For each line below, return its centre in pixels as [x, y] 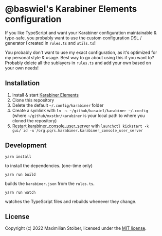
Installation [22, 83]
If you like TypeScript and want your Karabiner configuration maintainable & [81, 33]
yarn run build [20, 174]
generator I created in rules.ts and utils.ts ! [50, 43]
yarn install [18, 156]
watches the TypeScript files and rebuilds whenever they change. [71, 201]
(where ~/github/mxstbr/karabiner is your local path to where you [78, 116]
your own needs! [22, 68]
